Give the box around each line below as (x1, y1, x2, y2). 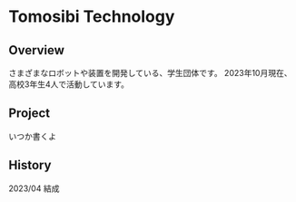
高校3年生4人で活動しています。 (8, 79, 129, 90)
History (8, 158, 52, 173)
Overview (8, 43, 65, 58)
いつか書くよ (8, 130, 56, 141)
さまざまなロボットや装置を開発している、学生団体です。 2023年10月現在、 (8, 68, 292, 78)
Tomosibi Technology (8, 6, 175, 27)
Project (8, 106, 51, 121)
